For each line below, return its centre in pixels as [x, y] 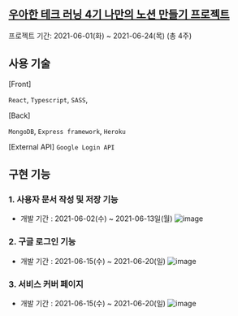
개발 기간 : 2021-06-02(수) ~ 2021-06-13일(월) [96, 219]
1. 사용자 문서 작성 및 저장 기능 [63, 199]
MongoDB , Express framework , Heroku [67, 131]
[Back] [19, 115]
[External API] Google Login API [62, 147]
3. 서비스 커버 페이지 [46, 284]
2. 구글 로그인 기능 [42, 242]
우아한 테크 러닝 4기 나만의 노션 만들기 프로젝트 [119, 15]
